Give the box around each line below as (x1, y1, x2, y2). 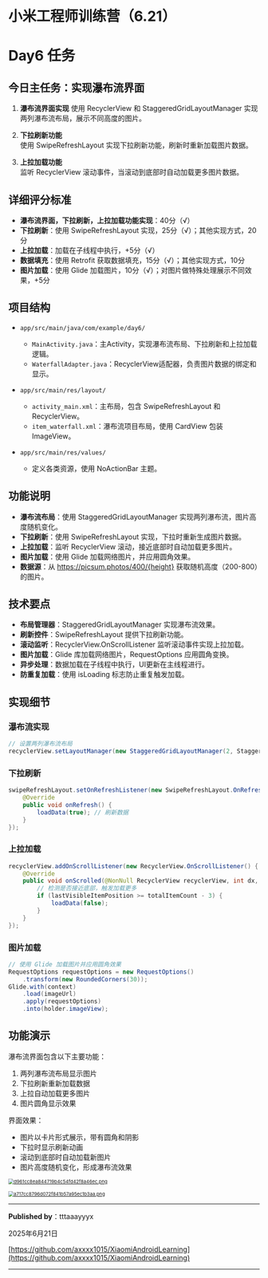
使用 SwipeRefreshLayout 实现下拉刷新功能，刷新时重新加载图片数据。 (19, 140, 253, 150)
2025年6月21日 (8, 1229, 58, 1238)
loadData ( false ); (50, 899, 109, 907)
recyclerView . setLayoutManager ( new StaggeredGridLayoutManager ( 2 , (8, 747, 234, 755)
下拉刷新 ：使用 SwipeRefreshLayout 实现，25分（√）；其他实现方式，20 (19, 226, 257, 235)
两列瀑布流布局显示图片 (19, 1068, 97, 1078)
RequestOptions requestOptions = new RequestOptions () (8, 968, 195, 976)
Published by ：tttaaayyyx (8, 1211, 94, 1221)
